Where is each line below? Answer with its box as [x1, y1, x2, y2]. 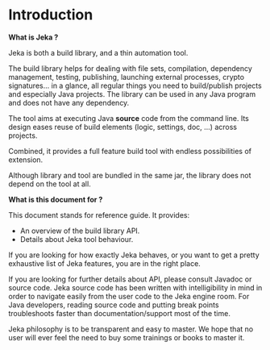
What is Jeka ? [8, 32, 59, 42]
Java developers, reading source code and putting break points [8, 300, 219, 310]
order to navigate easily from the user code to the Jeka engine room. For [8, 291, 250, 301]
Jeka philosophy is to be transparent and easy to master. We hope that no [8, 324, 254, 334]
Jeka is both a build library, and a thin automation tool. [8, 48, 189, 57]
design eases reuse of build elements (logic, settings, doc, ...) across [8, 122, 238, 131]
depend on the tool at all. [8, 179, 91, 189]
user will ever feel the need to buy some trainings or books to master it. [8, 332, 245, 342]
